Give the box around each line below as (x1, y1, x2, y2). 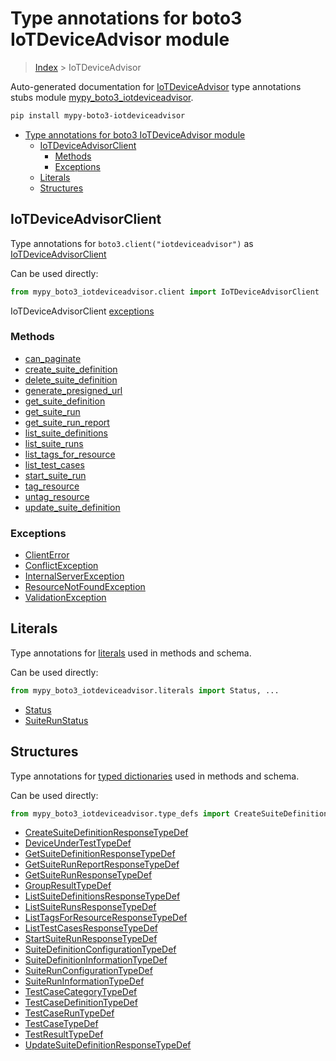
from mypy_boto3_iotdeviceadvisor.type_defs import (10, 808, 230, 819)
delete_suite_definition (24, 373, 118, 386)
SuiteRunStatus (24, 714, 89, 726)
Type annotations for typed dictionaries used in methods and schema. (10, 770, 300, 782)
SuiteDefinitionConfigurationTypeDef (24, 943, 177, 956)
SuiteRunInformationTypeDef (24, 975, 145, 987)
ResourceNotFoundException (24, 581, 146, 593)
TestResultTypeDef (24, 1028, 104, 1041)
